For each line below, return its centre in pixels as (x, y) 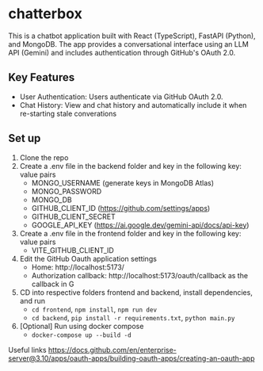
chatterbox (46, 14)
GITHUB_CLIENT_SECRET (74, 216)
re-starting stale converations (68, 113)
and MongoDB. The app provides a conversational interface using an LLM (129, 44)
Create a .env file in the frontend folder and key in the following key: (130, 233)
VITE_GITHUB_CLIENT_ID (73, 250)
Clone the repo (44, 157)
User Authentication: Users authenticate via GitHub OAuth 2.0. (121, 97)
